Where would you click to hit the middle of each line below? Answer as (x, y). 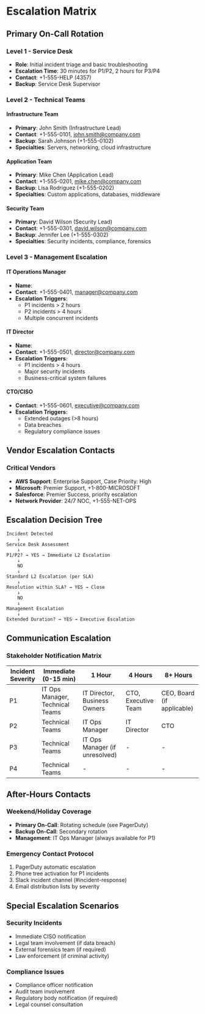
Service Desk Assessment (38, 545)
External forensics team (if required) (61, 949)
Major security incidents (55, 371)
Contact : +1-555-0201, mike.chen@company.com (78, 181)
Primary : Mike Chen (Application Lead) (64, 175)
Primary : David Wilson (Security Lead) (64, 222)
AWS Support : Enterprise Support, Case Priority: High (83, 481)
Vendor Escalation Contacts (61, 450)
